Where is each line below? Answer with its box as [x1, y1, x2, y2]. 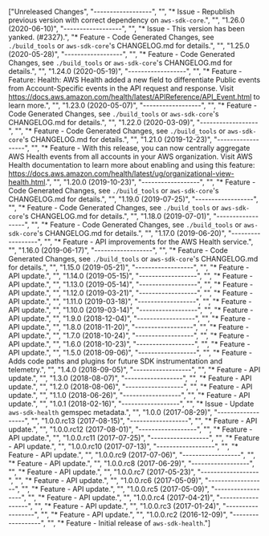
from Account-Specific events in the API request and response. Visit [8, 83, 234, 93]
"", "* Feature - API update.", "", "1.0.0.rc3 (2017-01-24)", [34, 501, 221, 510]
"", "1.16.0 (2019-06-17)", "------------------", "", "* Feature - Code [8, 246, 229, 255]
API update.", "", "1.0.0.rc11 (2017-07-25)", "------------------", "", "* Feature [8, 433, 260, 442]
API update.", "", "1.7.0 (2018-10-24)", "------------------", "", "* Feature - [8, 331, 250, 340]
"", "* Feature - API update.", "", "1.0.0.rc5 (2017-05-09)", [21, 485, 210, 493]
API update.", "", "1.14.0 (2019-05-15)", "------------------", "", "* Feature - [8, 271, 253, 280]
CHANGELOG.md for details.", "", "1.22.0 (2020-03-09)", [8, 118, 195, 127]
